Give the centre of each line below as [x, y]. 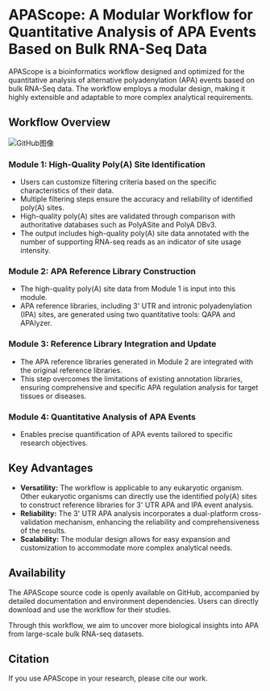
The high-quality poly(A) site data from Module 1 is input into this [128, 289]
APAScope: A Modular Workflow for [131, 15]
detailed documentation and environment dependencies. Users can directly [134, 601]
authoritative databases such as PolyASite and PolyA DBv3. [118, 225]
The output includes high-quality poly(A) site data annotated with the [135, 233]
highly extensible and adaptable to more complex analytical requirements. [131, 97]
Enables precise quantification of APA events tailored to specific [127, 434]
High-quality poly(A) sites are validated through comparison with [127, 216]
